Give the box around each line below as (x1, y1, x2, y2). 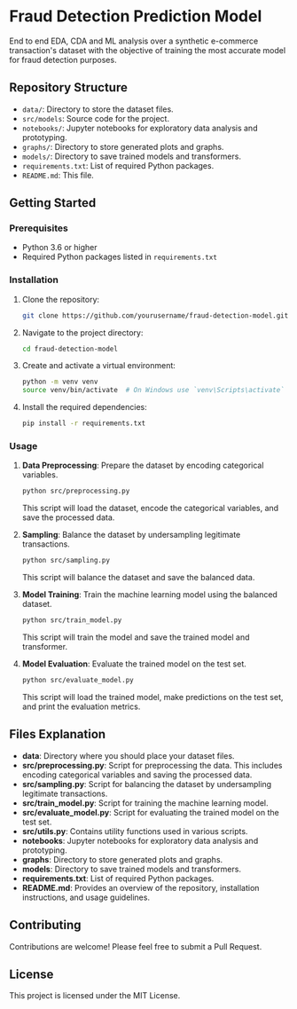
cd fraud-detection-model (21, 344, 118, 353)
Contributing (9, 918, 82, 933)
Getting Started (9, 195, 97, 210)
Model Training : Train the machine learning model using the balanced (21, 589, 277, 600)
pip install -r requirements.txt (21, 419, 146, 428)
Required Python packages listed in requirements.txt (21, 251, 217, 263)
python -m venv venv (21, 377, 98, 387)
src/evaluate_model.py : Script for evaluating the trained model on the (21, 807, 279, 817)
